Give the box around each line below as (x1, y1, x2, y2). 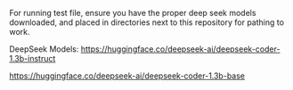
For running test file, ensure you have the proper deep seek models (9, 8, 256, 18)
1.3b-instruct (9, 53, 56, 63)
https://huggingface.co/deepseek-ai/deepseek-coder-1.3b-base (9, 70, 246, 81)
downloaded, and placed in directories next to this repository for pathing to (9, 17, 285, 28)
